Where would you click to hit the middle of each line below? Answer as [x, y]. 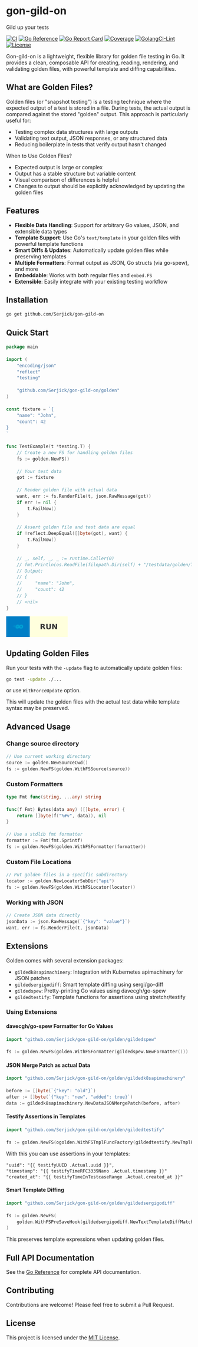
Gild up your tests [27, 27]
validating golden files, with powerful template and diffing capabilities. [91, 68]
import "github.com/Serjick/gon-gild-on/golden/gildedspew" [82, 1039]
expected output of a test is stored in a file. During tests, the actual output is [98, 108]
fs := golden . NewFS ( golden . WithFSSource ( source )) [68, 769]
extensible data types [41, 231]
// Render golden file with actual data [67, 490]
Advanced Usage [38, 727]
